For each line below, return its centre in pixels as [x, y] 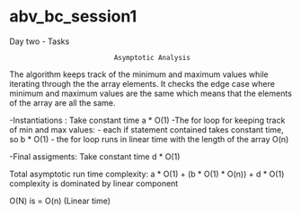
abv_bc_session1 [73, 17]
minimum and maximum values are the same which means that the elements [150, 93]
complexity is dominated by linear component [94, 183]
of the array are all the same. [62, 103]
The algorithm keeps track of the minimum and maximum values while [139, 74]
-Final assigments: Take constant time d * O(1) [95, 156]
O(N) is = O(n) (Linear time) [60, 201]
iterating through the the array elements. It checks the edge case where [142, 83]
